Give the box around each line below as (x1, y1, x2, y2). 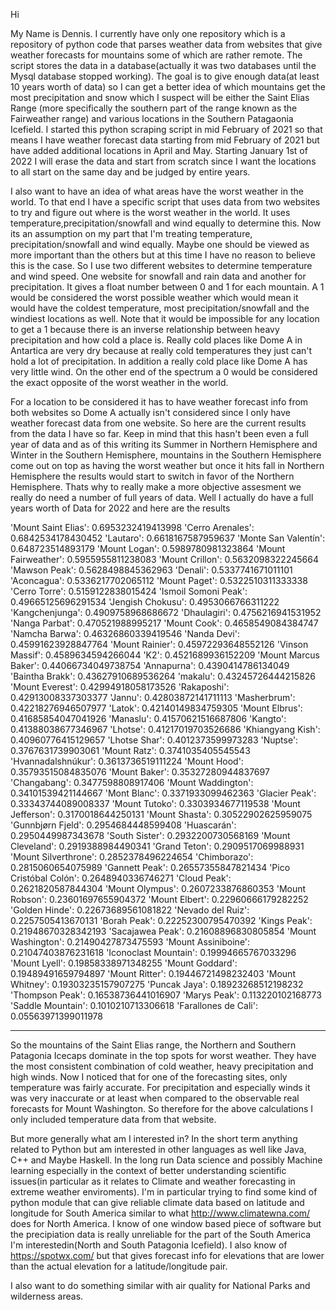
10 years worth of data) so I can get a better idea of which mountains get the (10, 81, 326, 93)
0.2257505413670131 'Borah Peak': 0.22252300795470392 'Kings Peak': (10, 915, 313, 926)
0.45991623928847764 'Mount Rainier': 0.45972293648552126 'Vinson (10, 639, 309, 650)
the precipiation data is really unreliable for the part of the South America (10, 1229, 312, 1240)
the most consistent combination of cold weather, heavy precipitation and (10, 1060, 314, 1072)
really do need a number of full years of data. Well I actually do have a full (10, 492, 314, 503)
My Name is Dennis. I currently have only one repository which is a (10, 28, 286, 39)
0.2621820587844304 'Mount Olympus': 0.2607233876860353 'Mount (10, 883, 307, 894)
